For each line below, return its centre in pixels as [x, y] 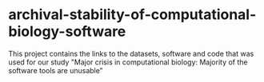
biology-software [67, 31]
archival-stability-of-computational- [132, 15]
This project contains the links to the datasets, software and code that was [131, 53]
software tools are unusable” [56, 70]
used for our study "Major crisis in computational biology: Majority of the [128, 62]
